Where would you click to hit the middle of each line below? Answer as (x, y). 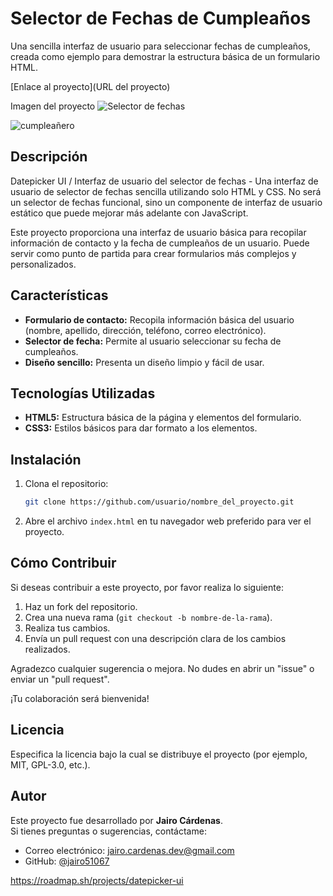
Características (59, 295)
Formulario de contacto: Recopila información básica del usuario (159, 319)
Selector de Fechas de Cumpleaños (161, 18)
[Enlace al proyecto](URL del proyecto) (90, 86)
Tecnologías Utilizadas (83, 393)
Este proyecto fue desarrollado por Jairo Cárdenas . (116, 820)
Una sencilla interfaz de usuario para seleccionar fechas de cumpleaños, (160, 46)
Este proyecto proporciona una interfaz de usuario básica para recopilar (158, 232)
